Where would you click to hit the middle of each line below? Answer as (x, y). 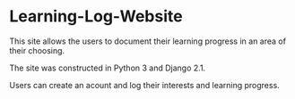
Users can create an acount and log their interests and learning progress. (144, 85)
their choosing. (37, 50)
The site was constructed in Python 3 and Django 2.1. (108, 68)
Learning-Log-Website (96, 16)
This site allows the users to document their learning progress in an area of (148, 41)
